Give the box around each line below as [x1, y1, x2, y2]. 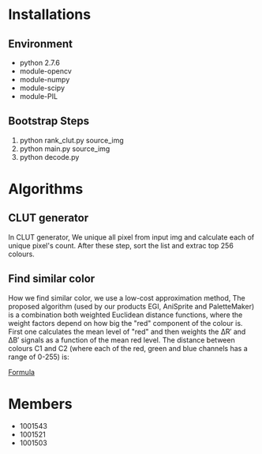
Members [8, 395, 73, 413]
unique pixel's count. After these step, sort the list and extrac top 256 [8, 240, 234, 250]
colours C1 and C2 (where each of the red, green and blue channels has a [8, 343, 249, 353]
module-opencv [19, 66, 73, 76]
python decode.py [19, 152, 80, 161]
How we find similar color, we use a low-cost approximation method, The [8, 293, 246, 302]
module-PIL [19, 92, 58, 100]
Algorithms [8, 180, 84, 198]
